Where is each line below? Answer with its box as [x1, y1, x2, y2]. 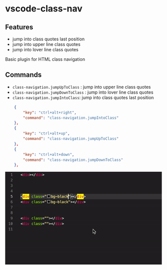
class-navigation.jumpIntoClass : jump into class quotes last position [12, 94, 154, 100]
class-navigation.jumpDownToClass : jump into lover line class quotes [12, 89, 154, 95]
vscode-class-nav [5, 3, 83, 14]
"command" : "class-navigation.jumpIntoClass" [23, 115, 119, 120]
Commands [5, 71, 42, 79]
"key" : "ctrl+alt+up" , [23, 131, 70, 136]
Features [5, 23, 33, 31]
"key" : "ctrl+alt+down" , [23, 152, 75, 157]
